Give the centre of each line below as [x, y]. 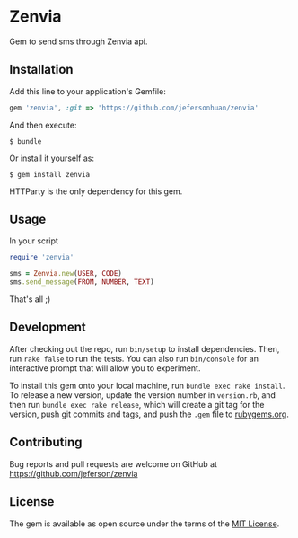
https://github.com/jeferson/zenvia [74, 473]
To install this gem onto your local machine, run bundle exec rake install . [147, 385]
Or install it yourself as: [52, 158]
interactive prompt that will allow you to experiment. [105, 368]
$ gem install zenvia [50, 174]
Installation [41, 70]
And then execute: [43, 125]
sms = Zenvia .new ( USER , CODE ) [66, 274]
